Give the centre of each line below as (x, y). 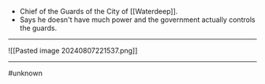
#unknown (26, 73)
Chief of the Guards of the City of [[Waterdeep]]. (99, 11)
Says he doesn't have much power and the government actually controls (137, 20)
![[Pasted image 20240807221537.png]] (73, 51)
